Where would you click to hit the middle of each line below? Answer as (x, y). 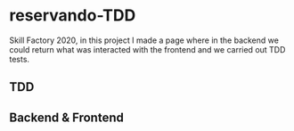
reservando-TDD (73, 16)
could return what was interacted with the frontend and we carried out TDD (147, 49)
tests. (19, 59)
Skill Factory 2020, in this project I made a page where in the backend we (144, 40)
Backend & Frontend (67, 117)
